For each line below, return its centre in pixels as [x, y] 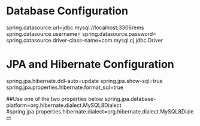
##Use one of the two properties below [55, 99]
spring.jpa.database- [130, 99]
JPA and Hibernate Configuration [90, 64]
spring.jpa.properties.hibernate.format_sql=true [65, 87]
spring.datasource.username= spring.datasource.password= [81, 33]
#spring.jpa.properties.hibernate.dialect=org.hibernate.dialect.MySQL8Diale [100, 111]
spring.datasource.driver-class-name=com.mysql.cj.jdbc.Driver [85, 40]
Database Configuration [67, 11]
